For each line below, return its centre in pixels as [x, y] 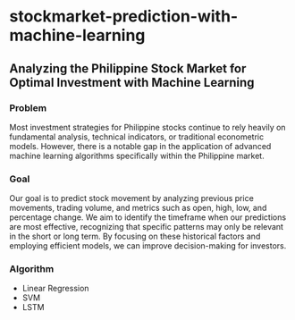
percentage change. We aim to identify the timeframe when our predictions [148, 217]
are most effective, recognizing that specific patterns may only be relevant [147, 227]
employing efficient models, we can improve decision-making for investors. [148, 246]
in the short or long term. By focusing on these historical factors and [135, 236]
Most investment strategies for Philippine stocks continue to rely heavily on [147, 127]
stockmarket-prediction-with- [124, 17]
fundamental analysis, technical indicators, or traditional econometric [137, 137]
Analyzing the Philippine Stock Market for [128, 68]
